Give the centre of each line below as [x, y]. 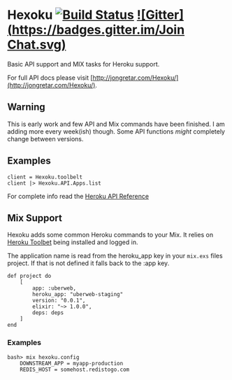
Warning [26, 107]
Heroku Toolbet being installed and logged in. [73, 242]
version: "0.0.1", [59, 301]
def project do [29, 276]
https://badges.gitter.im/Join [98, 30]
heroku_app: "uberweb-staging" [78, 295]
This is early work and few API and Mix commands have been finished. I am [116, 124]
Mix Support [35, 218]
